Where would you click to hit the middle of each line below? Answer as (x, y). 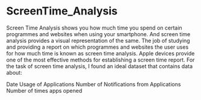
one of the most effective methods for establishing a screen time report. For (101, 60)
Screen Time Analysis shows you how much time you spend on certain (94, 28)
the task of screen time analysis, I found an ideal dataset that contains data (100, 66)
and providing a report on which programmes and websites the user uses (97, 47)
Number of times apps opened (44, 90)
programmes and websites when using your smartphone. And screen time (98, 34)
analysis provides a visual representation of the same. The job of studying (98, 40)
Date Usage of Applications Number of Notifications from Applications (94, 84)
